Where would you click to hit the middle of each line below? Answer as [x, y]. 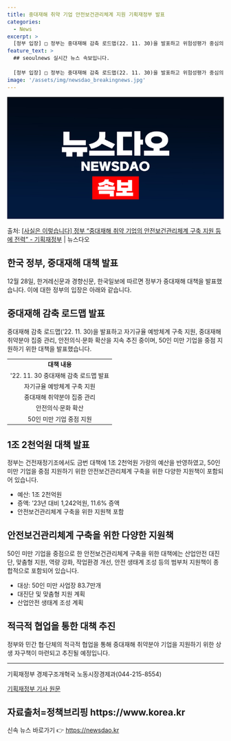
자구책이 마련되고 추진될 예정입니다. [62, 653]
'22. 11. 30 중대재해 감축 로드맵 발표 [60, 375]
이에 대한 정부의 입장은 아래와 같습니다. [79, 290]
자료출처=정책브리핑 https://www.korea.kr [96, 712]
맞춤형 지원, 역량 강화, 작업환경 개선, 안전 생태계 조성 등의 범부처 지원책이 [114, 562]
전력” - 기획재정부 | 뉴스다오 [52, 239]
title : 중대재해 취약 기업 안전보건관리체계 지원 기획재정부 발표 [86, 14]
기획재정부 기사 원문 [34, 689]
